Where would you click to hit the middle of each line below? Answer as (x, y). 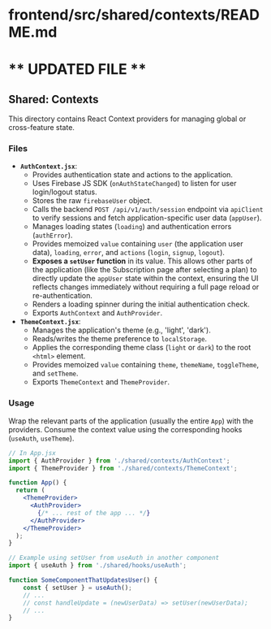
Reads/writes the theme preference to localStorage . (120, 339)
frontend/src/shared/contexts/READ (134, 15)
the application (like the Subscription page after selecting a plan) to (144, 270)
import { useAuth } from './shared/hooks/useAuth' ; (97, 566)
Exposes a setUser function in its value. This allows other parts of (142, 261)
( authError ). (52, 235)
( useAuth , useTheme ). (41, 438)
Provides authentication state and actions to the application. (133, 175)
